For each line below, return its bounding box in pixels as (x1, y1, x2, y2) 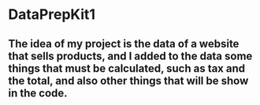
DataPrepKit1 (8, 6, 96, 24)
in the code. (8, 86, 69, 99)
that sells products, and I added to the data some (8, 49, 253, 62)
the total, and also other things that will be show (8, 73, 249, 88)
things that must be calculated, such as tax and (8, 62, 246, 75)
